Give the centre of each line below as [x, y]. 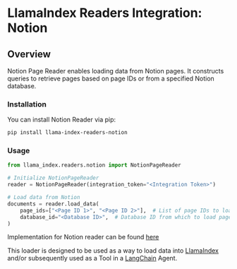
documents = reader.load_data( [53, 204]
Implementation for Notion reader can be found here [83, 237]
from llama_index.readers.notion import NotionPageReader [94, 165]
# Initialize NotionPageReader [53, 178]
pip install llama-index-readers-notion [68, 133]
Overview [29, 54]
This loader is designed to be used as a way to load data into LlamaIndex [113, 251]
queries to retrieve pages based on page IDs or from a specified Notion [111, 78]
